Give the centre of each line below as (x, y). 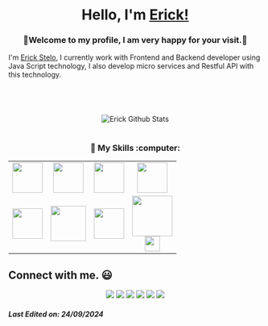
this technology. (35, 75)
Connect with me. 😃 (60, 275)
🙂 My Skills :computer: (135, 148)
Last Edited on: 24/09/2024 (56, 314)
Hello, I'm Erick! (135, 15)
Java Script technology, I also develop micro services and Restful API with (131, 66)
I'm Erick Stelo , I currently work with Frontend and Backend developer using (134, 57)
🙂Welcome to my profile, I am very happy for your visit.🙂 (135, 40)
